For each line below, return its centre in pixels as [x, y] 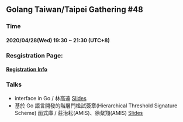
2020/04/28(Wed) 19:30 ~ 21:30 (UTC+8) [58, 40]
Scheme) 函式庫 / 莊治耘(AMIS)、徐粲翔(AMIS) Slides [79, 113]
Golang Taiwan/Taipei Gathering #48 [75, 10]
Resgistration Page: [34, 55]
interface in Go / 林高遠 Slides [50, 98]
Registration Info [27, 69]
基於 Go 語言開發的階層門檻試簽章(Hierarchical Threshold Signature [96, 106]
